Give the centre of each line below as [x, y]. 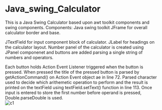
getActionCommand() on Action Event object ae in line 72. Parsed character [81, 77]
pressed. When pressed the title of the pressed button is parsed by [72, 72]
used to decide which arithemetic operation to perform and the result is [77, 82]
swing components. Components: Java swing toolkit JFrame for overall [76, 27]
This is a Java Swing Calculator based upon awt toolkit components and [77, 22]
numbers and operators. [29, 57]
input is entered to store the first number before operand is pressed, [73, 93]
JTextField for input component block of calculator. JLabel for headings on [80, 42]
